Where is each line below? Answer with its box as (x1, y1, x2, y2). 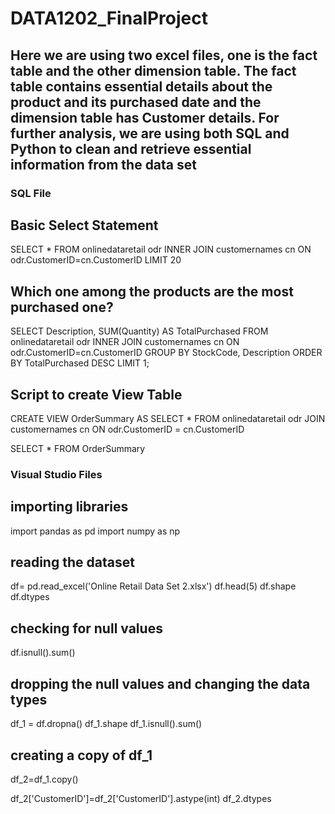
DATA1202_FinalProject (10, 7, 208, 30)
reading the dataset (10, 554, 135, 571)
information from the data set (10, 156, 197, 173)
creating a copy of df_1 (10, 747, 153, 764)
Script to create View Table (10, 386, 183, 403)
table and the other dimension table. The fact (10, 62, 297, 79)
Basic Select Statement (10, 217, 159, 234)
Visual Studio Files (10, 467, 103, 481)
